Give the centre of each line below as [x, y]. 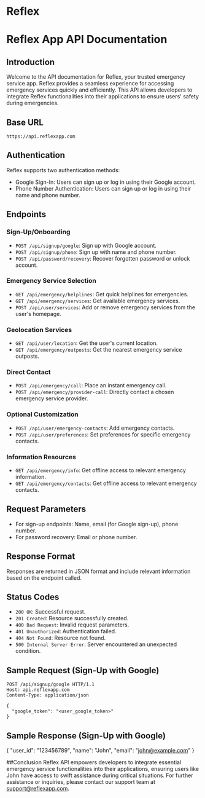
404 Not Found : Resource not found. [60, 638]
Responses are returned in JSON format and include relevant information [99, 571]
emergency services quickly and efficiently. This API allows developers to [99, 90]
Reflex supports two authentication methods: [63, 170]
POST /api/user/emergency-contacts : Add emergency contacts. [95, 428]
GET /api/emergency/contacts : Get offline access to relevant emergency [106, 483]
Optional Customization [42, 414]
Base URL [25, 122]
